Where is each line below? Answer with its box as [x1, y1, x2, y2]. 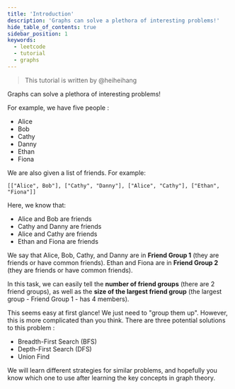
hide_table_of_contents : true [7, 23, 97, 30]
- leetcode [13, 43, 46, 50]
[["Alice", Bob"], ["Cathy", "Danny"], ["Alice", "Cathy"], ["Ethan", [7, 182, 220, 189]
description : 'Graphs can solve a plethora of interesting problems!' [7, 17, 220, 24]
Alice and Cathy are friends [17, 230, 98, 238]
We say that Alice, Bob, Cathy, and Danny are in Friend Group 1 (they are [7, 251, 219, 259]
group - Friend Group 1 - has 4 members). [7, 295, 130, 303]
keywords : [7, 37, 37, 44]
